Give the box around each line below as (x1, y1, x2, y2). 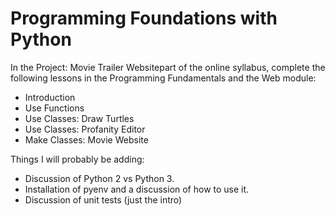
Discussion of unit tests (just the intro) (24, 193, 183, 206)
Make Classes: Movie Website (24, 133, 149, 146)
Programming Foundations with (10, 7, 278, 30)
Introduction (24, 91, 76, 103)
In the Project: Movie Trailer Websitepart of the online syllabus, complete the (10, 61, 326, 73)
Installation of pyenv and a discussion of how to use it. (24, 183, 250, 195)
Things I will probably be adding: (10, 153, 145, 165)
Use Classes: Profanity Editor (24, 123, 146, 135)
